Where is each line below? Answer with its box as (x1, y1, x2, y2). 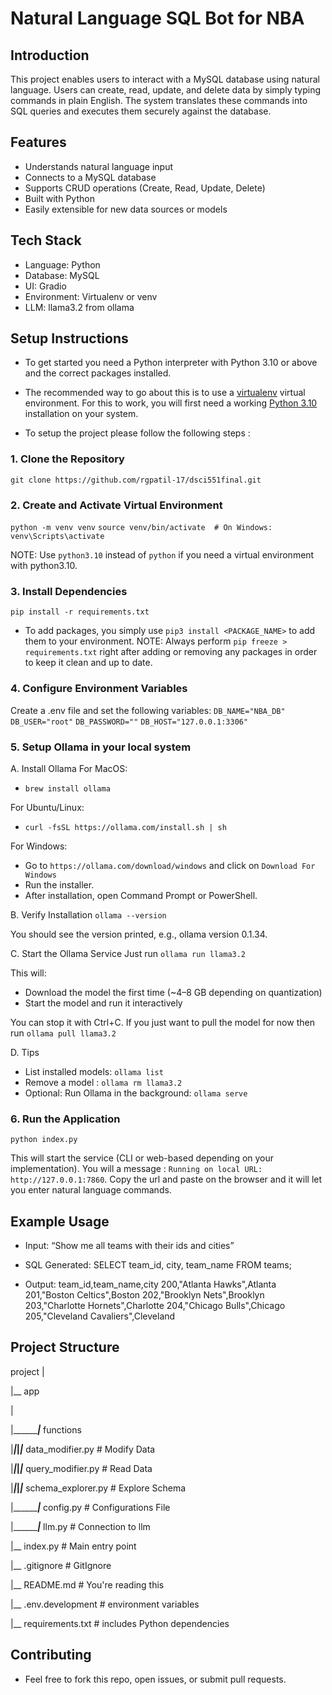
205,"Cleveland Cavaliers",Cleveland (24, 1310, 176, 1322)
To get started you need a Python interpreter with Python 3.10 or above (24, 357, 318, 369)
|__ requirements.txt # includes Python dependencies (10, 1617, 230, 1629)
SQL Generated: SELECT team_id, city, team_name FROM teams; (24, 1259, 292, 1271)
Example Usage (10, 1213, 110, 1230)
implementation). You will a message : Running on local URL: (10, 1163, 263, 1175)
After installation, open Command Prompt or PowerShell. (24, 889, 258, 901)
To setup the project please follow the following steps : (24, 427, 251, 439)
